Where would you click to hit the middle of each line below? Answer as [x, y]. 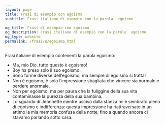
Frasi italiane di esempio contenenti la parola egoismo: [60, 55]
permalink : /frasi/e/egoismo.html [41, 42]
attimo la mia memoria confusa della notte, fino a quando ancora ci [80, 112]
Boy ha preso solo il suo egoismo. [47, 70]
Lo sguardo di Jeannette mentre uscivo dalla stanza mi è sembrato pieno [86, 101]
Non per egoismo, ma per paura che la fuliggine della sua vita [75, 91]
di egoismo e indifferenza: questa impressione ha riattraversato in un [82, 107]
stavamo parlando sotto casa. [42, 117]
